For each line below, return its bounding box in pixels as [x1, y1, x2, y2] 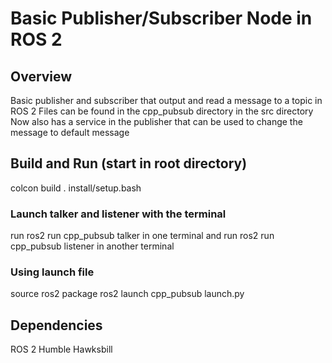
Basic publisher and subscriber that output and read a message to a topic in [10, 95, 323, 106]
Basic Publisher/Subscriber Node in [10, 7, 313, 30]
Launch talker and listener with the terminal [10, 207, 227, 221]
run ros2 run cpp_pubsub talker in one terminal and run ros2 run [10, 230, 275, 242]
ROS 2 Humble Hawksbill [10, 343, 113, 356]
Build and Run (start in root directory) [10, 155, 248, 172]
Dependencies [10, 317, 103, 334]
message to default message [10, 127, 130, 138]
